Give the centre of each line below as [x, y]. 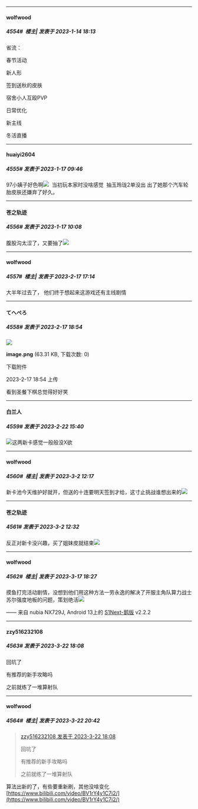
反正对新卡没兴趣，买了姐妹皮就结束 [50, 542]
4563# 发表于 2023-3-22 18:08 [45, 646]
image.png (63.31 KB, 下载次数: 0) [48, 354]
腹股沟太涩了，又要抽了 [34, 243]
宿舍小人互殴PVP [27, 97]
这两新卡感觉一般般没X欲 [42, 442]
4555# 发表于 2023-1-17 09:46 [44, 169]
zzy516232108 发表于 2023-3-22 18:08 [68, 736]
